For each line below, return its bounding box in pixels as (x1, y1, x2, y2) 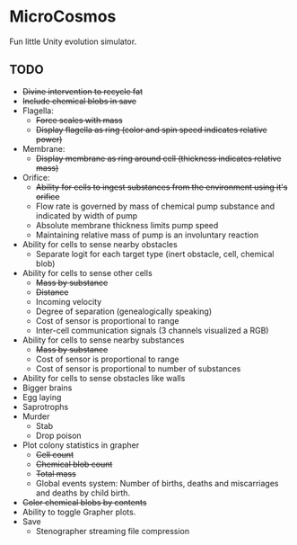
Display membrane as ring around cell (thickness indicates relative (35, 153, 282, 164)
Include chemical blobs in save (22, 95, 137, 106)
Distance (35, 286, 69, 298)
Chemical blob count (35, 459, 113, 469)
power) (35, 133, 63, 145)
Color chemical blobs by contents (22, 496, 147, 507)
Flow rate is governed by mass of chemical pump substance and (35, 201, 275, 211)
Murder (22, 411, 50, 422)
